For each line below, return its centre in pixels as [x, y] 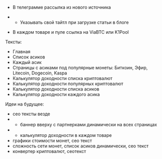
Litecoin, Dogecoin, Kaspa [40, 73]
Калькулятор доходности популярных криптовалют [68, 84]
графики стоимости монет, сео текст [52, 141]
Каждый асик [27, 62]
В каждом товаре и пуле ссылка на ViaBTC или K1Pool [71, 32]
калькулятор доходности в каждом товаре [66, 135]
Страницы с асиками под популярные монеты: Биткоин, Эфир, [80, 68]
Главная [21, 52]
